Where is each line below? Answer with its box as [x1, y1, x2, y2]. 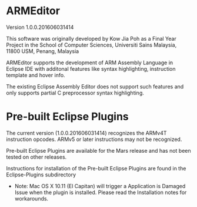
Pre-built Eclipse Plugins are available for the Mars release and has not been [6, 147, 191, 154]
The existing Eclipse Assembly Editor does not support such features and [6, 83, 184, 90]
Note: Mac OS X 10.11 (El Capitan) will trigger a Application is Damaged [14, 182, 186, 189]
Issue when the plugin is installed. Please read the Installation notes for [14, 189, 187, 196]
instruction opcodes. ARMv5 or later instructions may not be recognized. [6, 136, 182, 143]
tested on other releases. [6, 153, 67, 160]
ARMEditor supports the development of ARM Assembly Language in [6, 59, 173, 66]
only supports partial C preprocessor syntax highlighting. [6, 89, 144, 96]
